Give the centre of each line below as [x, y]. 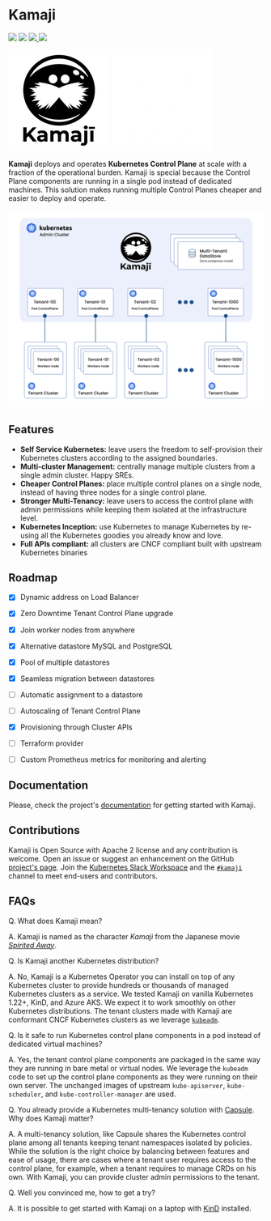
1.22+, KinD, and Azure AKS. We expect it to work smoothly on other [122, 1002]
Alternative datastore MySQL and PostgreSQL [96, 646]
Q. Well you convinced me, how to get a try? [82, 1193]
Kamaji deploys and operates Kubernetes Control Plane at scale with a [127, 164]
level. [29, 518]
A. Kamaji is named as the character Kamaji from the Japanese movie [124, 936]
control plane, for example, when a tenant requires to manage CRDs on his [132, 1168]
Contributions [44, 830]
